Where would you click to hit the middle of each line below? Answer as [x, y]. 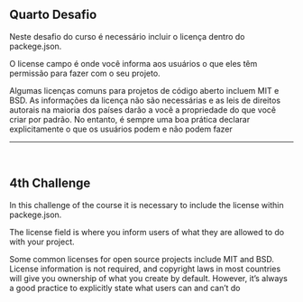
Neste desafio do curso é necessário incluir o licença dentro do [127, 36]
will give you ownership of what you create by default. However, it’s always [149, 278]
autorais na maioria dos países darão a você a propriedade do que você [143, 110]
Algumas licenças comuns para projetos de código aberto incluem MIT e [144, 90]
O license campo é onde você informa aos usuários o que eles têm [133, 63]
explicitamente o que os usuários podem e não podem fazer [121, 129]
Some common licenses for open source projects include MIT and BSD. [142, 259]
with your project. [42, 242]
